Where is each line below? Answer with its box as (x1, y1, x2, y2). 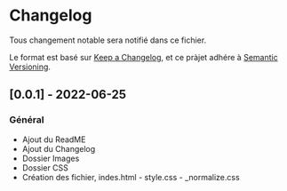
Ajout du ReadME (21, 134, 86, 145)
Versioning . (9, 61, 52, 72)
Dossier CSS (21, 162, 69, 173)
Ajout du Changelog (21, 143, 96, 154)
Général (9, 114, 44, 126)
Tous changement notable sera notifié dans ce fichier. (9, 35, 207, 45)
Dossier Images (21, 153, 80, 163)
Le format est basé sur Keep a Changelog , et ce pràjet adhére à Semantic (9, 52, 278, 62)
